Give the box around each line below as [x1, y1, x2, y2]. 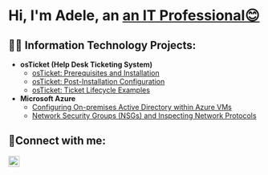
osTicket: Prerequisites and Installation [31, 68, 160, 78]
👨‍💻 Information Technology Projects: [8, 39, 197, 52]
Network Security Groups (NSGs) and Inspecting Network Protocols [31, 111, 257, 120]
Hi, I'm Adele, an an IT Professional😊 [8, 6, 260, 25]
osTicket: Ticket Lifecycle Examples [31, 85, 151, 95]
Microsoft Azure [19, 94, 76, 103]
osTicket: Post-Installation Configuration [31, 77, 165, 86]
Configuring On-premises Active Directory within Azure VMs [31, 103, 233, 112]
